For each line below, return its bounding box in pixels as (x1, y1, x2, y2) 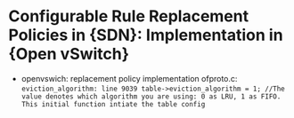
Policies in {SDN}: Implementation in (8, 25, 283, 45)
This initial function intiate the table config (20, 99, 206, 108)
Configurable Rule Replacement (8, 6, 249, 27)
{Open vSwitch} (8, 44, 130, 64)
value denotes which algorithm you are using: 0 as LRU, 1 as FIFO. (20, 91, 282, 101)
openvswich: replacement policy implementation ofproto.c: (20, 73, 238, 83)
